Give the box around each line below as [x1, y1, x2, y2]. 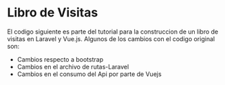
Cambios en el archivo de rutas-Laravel [17, 62, 129, 71]
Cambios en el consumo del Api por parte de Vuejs [17, 70, 162, 78]
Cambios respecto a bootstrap [17, 55, 104, 63]
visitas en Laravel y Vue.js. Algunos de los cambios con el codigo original [7, 34, 215, 42]
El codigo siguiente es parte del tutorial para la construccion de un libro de [7, 27, 219, 36]
